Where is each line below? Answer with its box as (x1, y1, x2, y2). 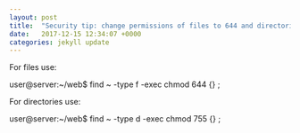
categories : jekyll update (9, 37, 110, 47)
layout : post (9, 12, 58, 22)
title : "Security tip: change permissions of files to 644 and (9, 21, 254, 30)
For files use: (9, 62, 57, 73)
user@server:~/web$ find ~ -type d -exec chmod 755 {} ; (9, 113, 221, 124)
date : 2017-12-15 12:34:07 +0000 (9, 29, 142, 38)
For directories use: (9, 97, 81, 107)
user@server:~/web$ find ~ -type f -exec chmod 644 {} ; (9, 79, 221, 90)
